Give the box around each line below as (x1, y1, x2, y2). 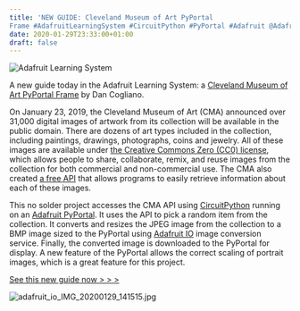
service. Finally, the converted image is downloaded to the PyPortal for (9, 238, 271, 248)
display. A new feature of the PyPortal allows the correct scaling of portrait (9, 248, 284, 258)
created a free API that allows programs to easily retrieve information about (9, 173, 286, 184)
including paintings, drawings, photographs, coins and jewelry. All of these (9, 135, 284, 146)
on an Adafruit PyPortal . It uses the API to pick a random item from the (9, 209, 268, 220)
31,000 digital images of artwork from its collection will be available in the (9, 116, 279, 127)
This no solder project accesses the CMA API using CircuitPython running (9, 200, 281, 211)
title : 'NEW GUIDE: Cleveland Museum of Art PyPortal (9, 13, 214, 22)
